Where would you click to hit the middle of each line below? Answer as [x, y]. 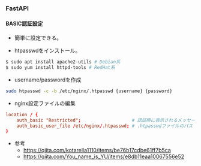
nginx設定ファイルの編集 [45, 103]
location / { [22, 114]
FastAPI [17, 8]
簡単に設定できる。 [38, 38]
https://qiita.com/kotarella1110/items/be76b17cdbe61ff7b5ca [97, 150]
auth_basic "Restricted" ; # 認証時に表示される [97, 120]
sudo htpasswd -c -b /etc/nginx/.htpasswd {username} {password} [89, 91]
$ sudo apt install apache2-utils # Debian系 [63, 62]
